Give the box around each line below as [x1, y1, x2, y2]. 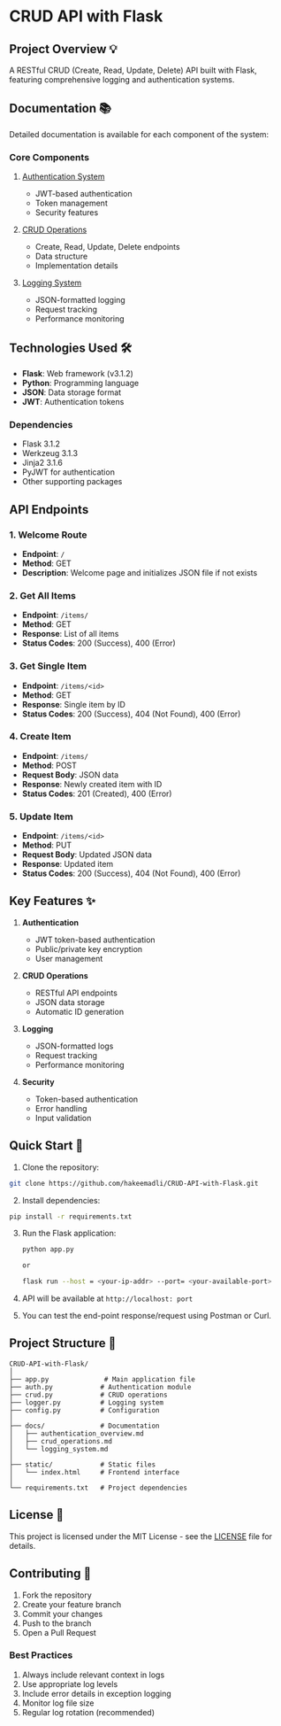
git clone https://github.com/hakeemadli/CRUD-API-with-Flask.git [9, 1179, 259, 1188]
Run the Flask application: [21, 1228, 117, 1239]
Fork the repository [21, 1590, 93, 1600]
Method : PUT [21, 840, 72, 851]
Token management [34, 197, 108, 209]
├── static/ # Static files [9, 1459, 156, 1469]
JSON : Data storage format [21, 387, 122, 398]
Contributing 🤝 [9, 1566, 92, 1582]
